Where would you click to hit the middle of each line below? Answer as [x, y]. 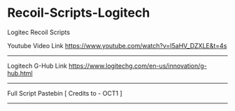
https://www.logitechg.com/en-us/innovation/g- [138, 66]
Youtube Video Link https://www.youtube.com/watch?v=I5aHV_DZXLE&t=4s [117, 45]
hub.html [20, 73]
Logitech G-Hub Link [37, 66]
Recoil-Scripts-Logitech [79, 13]
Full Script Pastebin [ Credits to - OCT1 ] [65, 93]
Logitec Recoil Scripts [39, 32]
